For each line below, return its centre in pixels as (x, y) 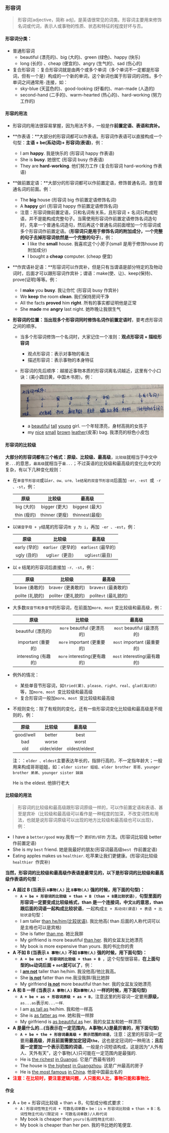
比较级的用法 (18, 795)
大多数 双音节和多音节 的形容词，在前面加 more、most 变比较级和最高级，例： (88, 608)
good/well (25, 734)
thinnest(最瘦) (87, 515)
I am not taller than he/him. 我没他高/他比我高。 (69, 971)
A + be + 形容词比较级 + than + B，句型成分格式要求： (69, 1102)
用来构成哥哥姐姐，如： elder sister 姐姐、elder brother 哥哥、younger (86, 767)
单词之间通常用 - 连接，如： (40, 82)
